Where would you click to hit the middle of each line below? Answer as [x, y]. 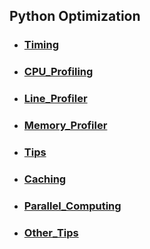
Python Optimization [75, 16]
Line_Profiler [55, 99]
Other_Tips [51, 232]
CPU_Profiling [58, 72]
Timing [41, 45]
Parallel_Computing [72, 206]
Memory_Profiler [65, 126]
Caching [45, 179]
